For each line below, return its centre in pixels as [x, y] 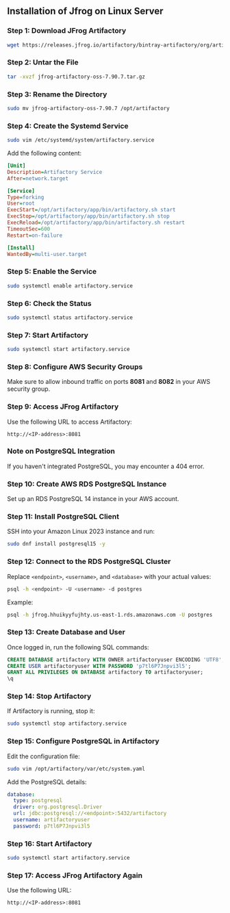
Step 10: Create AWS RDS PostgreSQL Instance [87, 484]
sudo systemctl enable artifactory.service [70, 286]
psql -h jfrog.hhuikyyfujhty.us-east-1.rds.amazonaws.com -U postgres [110, 615]
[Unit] [16, 166]
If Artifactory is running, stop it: [51, 711]
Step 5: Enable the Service [52, 272]
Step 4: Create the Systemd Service [68, 126]
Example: [20, 602]
